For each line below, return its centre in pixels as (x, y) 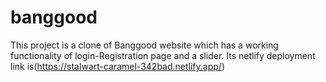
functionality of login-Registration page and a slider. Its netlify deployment (163, 55)
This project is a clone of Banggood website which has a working (144, 45)
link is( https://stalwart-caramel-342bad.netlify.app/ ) (117, 66)
